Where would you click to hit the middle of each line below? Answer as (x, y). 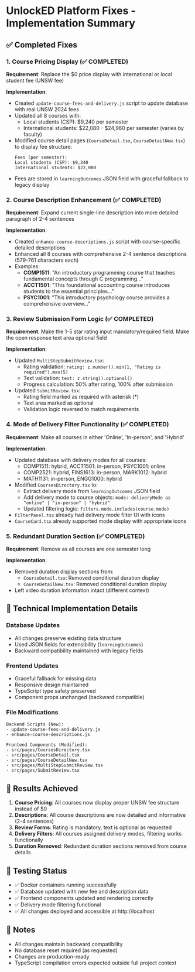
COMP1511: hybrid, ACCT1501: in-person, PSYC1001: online (94, 466)
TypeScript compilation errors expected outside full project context (95, 963)
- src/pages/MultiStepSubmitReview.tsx (55, 765)
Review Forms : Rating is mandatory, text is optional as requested (93, 827)
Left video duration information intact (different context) (82, 590)
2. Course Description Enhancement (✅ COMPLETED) (84, 200)
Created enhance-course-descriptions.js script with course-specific (97, 242)
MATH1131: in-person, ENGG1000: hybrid (72, 478)
